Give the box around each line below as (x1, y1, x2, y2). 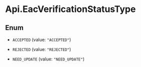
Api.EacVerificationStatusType (5, 3, 136, 15)
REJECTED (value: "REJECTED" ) (12, 46, 71, 52)
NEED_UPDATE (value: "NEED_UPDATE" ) (12, 56, 85, 62)
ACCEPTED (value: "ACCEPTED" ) (12, 36, 71, 42)
